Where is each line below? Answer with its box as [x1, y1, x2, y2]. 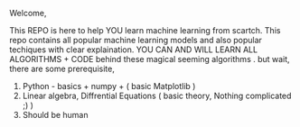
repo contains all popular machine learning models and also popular [9, 35, 262, 45]
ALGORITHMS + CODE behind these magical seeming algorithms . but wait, [9, 54, 291, 64]
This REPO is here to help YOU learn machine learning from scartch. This [9, 25, 281, 35]
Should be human [22, 110, 89, 120]
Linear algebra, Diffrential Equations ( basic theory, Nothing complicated [22, 90, 292, 101]
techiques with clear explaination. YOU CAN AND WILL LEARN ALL [9, 44, 258, 55]
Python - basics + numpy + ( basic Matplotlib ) [22, 81, 196, 91]
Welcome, [9, 8, 47, 18]
